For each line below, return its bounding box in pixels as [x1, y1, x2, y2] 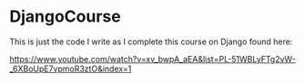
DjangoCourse [9, 6, 121, 27]
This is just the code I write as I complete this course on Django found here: [9, 36, 293, 47]
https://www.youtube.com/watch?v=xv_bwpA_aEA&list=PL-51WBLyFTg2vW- [9, 53, 296, 64]
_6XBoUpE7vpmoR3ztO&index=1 [9, 63, 132, 74]
